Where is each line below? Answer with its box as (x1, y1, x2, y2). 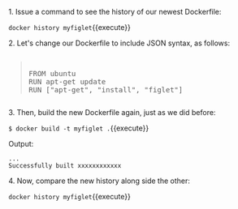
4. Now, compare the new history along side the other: (8, 176, 191, 186)
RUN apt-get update (28, 77, 106, 86)
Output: (8, 139, 34, 148)
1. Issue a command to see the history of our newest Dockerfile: (8, 7, 222, 16)
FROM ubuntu (28, 69, 76, 78)
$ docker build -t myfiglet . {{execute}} (8, 123, 149, 133)
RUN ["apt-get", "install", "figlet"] (28, 85, 184, 94)
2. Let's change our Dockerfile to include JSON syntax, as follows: (8, 38, 230, 48)
